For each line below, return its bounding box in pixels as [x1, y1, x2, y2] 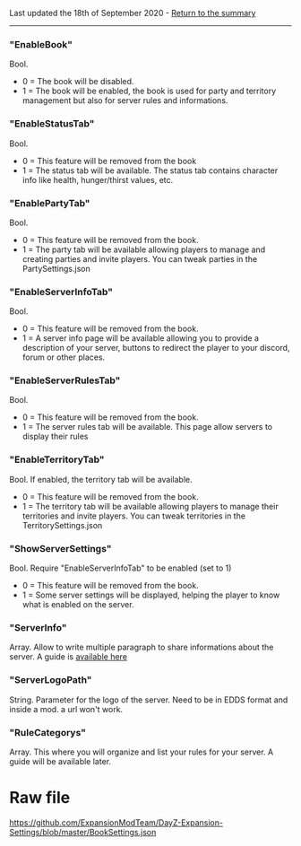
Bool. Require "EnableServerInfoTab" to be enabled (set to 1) [9, 563, 232, 573]
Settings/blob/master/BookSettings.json [9, 826, 157, 837]
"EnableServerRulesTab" [9, 374, 121, 387]
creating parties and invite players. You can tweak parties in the [21, 253, 258, 264]
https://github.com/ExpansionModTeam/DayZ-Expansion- [9, 816, 224, 828]
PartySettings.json [21, 263, 91, 274]
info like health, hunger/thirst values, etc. [21, 174, 174, 185]
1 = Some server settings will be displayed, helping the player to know [21, 589, 280, 600]
